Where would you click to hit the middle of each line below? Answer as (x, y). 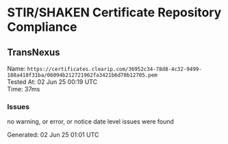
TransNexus (34, 52)
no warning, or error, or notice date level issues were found (91, 121)
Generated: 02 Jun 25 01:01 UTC (53, 135)
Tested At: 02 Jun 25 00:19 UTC (52, 82)
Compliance (42, 27)
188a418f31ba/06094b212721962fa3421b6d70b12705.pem (82, 75)
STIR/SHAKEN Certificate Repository (114, 13)
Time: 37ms (24, 89)
